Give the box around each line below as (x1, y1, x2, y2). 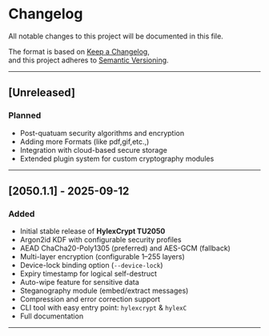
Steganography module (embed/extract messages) (19, 286, 189, 296)
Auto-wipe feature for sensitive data (19, 278, 140, 287)
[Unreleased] (8, 86, 76, 100)
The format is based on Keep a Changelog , (8, 46, 150, 56)
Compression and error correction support (19, 294, 161, 304)
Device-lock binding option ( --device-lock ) (19, 261, 163, 270)
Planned (8, 110, 42, 121)
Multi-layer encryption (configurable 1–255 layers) (19, 252, 186, 262)
